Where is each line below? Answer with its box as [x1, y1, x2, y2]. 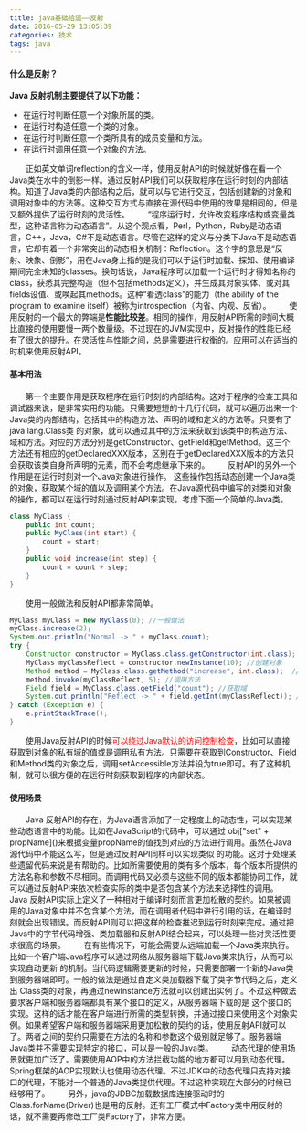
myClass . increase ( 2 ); [9, 624, 92, 633]
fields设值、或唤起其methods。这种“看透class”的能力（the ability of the [9, 289, 279, 300]
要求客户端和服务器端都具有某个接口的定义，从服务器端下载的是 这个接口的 [9, 997, 292, 1008]
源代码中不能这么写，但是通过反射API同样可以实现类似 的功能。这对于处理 [9, 849, 290, 860]
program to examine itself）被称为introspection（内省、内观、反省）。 [9, 301, 271, 312]
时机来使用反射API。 [9, 346, 87, 357]
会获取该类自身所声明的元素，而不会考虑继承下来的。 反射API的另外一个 [9, 459, 297, 470]
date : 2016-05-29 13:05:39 [9, 22, 112, 31]
